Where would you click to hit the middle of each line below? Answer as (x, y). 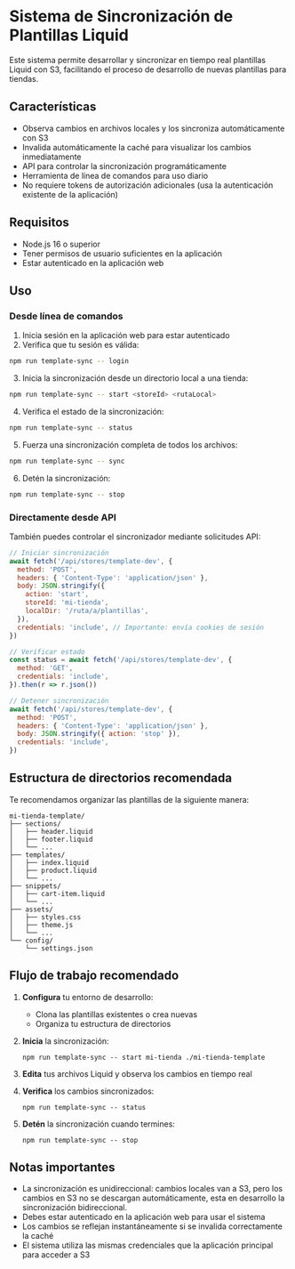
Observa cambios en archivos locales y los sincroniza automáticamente (153, 128)
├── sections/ (36, 824)
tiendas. (24, 78)
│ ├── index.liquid (49, 862)
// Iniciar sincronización (59, 553)
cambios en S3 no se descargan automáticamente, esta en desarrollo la (153, 1198)
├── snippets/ (36, 886)
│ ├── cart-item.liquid (57, 893)
